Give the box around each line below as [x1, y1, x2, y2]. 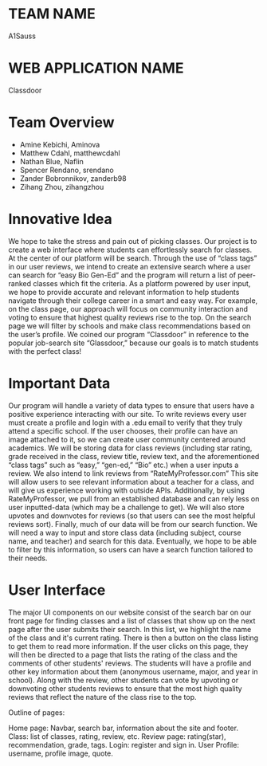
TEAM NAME [8, 5, 96, 23]
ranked [8, 278, 32, 288]
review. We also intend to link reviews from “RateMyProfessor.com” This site [8, 468, 259, 478]
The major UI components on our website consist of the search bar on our [8, 607, 252, 617]
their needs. [8, 553, 48, 563]
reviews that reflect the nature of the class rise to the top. [8, 692, 197, 701]
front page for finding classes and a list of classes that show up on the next [8, 615, 256, 626]
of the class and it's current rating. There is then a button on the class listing [8, 633, 259, 642]
